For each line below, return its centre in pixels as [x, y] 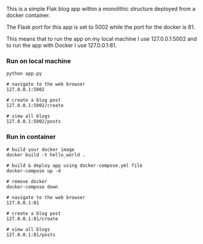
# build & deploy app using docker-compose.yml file [74, 166]
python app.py [24, 74]
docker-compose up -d [34, 171]
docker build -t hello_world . [46, 155]
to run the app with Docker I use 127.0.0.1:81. [62, 45]
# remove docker [27, 181]
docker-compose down [33, 187]
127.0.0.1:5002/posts [34, 122]
